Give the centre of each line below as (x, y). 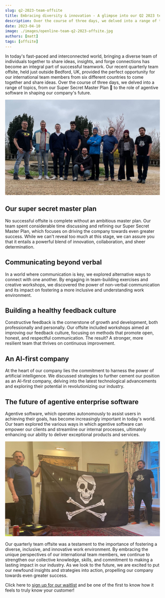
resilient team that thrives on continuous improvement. (60, 343)
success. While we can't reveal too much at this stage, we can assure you (80, 236)
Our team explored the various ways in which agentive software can (74, 424)
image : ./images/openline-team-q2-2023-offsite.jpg (59, 31)
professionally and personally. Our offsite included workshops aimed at (77, 328)
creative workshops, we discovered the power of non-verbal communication (82, 284)
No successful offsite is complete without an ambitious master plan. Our (78, 220)
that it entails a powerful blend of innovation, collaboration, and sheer (75, 242)
